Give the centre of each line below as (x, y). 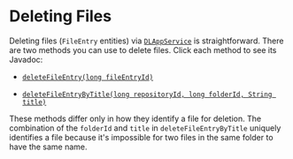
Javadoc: (26, 59)
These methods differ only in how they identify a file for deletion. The (135, 118)
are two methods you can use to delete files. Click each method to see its (143, 49)
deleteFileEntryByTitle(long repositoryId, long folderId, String (147, 95)
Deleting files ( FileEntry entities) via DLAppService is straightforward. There (146, 41)
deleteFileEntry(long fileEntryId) (88, 77)
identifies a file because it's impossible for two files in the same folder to (141, 137)
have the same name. (48, 147)
